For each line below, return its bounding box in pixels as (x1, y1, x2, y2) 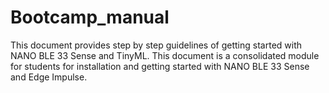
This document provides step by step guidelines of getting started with (10, 39, 303, 51)
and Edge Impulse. (10, 71, 88, 83)
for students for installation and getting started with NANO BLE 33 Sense (10, 60, 310, 72)
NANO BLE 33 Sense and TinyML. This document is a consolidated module (10, 49, 320, 61)
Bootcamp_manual (10, 6, 170, 29)
